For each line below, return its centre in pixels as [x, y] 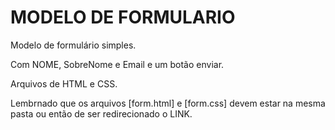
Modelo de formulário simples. [73, 45]
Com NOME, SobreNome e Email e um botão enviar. [117, 64]
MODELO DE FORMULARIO [123, 17]
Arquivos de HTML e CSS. [64, 83]
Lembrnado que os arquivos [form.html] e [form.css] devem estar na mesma [168, 103]
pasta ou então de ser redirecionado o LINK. [101, 113]
